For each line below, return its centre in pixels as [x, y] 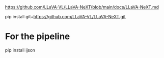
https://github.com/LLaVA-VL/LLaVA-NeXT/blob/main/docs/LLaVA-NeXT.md [82, 7]
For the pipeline [38, 37]
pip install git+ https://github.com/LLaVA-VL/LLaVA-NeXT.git [66, 16]
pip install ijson [20, 50]
